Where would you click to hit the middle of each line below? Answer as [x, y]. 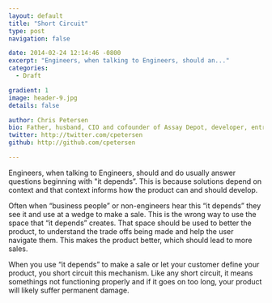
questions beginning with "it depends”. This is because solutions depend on [135, 181]
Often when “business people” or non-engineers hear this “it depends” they [135, 205]
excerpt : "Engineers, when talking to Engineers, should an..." [119, 61]
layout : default [36, 16]
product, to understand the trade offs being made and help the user [121, 231]
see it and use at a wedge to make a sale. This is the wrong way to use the [132, 214]
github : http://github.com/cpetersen [72, 143]
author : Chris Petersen [49, 120]
